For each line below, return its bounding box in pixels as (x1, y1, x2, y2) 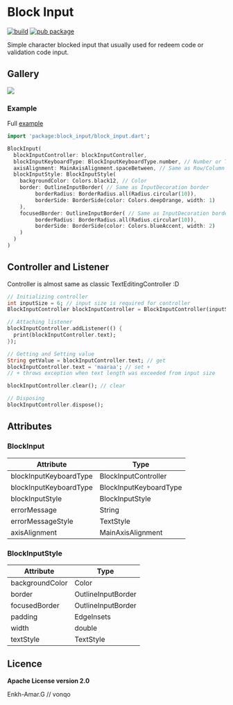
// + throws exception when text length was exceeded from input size (7, 370, 216, 377)
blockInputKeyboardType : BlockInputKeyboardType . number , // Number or (13, 158, 222, 165)
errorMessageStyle (10, 516, 74, 526)
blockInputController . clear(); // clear (7, 383, 126, 390)
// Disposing (7, 395, 45, 402)
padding (10, 612, 38, 622)
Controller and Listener (7, 261, 110, 273)
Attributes (7, 421, 52, 433)
